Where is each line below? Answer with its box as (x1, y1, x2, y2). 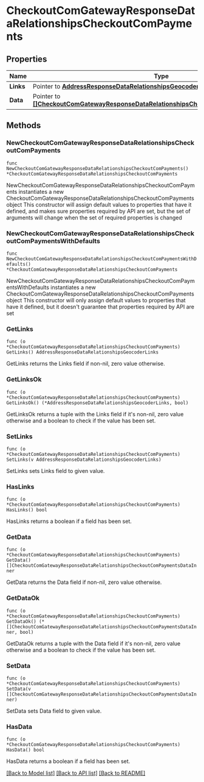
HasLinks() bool (6, 507, 47, 513)
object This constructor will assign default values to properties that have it (6, 201, 192, 208)
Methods (6, 120, 41, 131)
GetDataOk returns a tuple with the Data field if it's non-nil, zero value (6, 639, 181, 647)
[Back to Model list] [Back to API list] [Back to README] (6, 769, 146, 777)
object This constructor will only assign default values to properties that (6, 296, 186, 304)
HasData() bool (6, 747, 45, 753)
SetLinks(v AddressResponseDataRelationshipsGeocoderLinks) (6, 457, 162, 463)
